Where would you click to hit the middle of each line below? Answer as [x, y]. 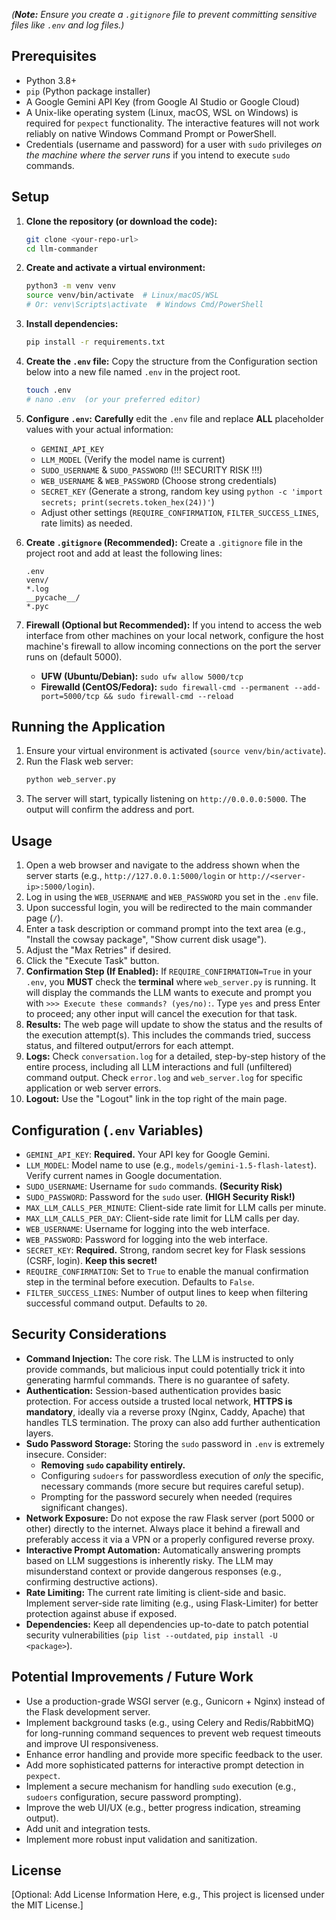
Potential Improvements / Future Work [132, 1677]
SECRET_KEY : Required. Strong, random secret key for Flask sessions [165, 1250]
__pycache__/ [53, 597]
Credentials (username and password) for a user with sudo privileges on [174, 144]
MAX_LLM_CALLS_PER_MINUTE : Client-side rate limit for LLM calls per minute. [176, 1207]
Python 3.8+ [51, 80]
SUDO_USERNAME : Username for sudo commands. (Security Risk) [154, 1186]
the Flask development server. [88, 1711]
